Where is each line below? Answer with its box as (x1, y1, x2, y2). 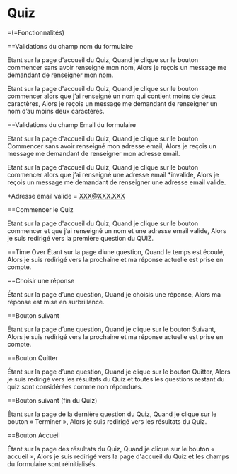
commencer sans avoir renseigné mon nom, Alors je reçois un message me (7, 63, 227, 71)
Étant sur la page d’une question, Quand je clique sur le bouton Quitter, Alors (7, 367, 231, 376)
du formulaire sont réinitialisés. (7, 459, 98, 468)
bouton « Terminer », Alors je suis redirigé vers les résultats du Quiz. (7, 417, 207, 425)
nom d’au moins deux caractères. (7, 107, 105, 115)
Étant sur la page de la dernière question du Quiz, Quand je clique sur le (7, 410, 217, 418)
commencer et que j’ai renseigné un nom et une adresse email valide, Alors (7, 226, 226, 235)
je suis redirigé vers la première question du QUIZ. (7, 234, 154, 242)
